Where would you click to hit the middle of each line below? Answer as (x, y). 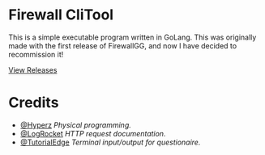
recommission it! (36, 54)
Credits (34, 103)
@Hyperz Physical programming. (75, 125)
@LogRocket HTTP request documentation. (93, 133)
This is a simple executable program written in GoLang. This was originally (132, 37)
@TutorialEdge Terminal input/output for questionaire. (110, 142)
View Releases (33, 69)
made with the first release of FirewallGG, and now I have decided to (123, 45)
